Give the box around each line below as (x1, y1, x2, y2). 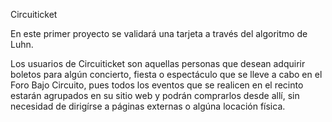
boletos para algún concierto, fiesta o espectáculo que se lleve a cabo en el (10, 69, 323, 80)
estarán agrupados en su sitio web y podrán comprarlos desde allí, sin (10, 90, 300, 101)
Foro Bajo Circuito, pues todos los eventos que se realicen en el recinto (10, 79, 304, 91)
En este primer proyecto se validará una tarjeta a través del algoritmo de (10, 28, 308, 39)
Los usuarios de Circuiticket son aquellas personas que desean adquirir (10, 58, 306, 69)
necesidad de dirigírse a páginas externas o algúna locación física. (10, 100, 286, 112)
